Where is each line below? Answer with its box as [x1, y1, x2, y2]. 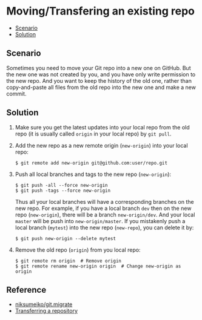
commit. [6, 90, 27, 97]
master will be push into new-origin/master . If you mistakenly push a [15, 217, 186, 224]
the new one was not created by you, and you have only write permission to [6, 71, 196, 78]
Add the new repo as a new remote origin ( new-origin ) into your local [15, 142, 188, 149]
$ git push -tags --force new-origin [15, 188, 111, 194]
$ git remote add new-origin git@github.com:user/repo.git [15, 160, 168, 166]
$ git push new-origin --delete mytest [15, 235, 116, 241]
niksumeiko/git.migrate [15, 301, 73, 308]
